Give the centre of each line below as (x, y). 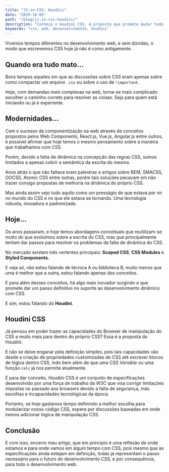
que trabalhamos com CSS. (34, 147)
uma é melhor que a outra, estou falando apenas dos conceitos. (71, 273)
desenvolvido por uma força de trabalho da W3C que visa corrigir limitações (84, 383)
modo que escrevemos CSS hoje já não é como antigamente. (69, 49)
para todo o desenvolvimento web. (41, 464)
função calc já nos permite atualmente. (46, 368)
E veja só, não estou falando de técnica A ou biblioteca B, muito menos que (83, 267)
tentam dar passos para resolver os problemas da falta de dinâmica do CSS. (84, 242)
